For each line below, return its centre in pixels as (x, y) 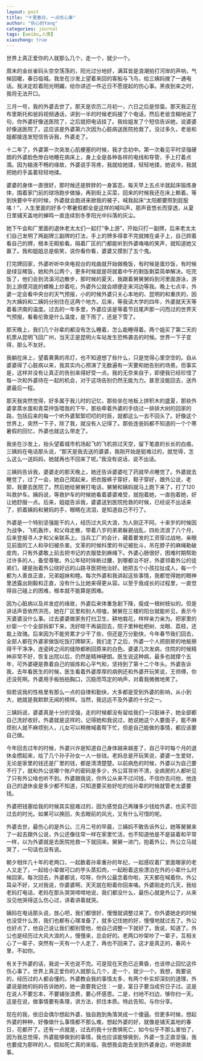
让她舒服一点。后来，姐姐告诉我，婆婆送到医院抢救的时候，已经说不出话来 (99, 502)
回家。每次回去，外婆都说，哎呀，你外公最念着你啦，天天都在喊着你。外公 (104, 877)
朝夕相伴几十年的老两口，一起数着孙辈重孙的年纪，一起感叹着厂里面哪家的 (99, 862)
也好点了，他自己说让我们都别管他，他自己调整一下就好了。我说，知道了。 (99, 928)
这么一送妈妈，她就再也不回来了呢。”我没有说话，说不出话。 (85, 459)
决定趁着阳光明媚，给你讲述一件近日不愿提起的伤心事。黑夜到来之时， (109, 86)
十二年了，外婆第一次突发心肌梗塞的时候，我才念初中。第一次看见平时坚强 (99, 149)
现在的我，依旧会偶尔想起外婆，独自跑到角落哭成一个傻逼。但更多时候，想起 (101, 1014)
